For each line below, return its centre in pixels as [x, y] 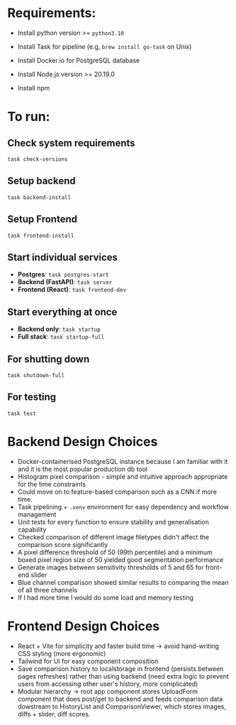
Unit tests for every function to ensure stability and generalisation [113, 522]
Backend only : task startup [59, 329]
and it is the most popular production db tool [82, 469]
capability [32, 529]
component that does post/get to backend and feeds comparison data [120, 699]
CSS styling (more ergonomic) [62, 653]
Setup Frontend [43, 219]
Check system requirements [72, 143]
